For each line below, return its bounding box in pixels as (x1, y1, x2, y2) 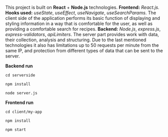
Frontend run (5, 99, 34, 105)
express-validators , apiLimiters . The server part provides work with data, (5, 32, 159, 37)
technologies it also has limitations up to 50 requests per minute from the (5, 42, 159, 48)
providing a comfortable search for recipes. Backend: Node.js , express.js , (5, 26, 161, 32)
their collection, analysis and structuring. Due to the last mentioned (5, 37, 147, 43)
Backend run (5, 63, 33, 69)
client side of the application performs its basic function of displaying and (5, 15, 160, 21)
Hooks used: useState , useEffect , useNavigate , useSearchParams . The (5, 10, 157, 16)
